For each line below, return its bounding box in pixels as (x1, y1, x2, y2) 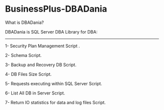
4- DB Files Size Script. (5, 71, 52, 77)
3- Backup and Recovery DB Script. (5, 62, 77, 68)
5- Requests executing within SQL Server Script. (5, 80, 102, 86)
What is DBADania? (5, 19, 44, 25)
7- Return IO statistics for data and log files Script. (5, 99, 106, 105)
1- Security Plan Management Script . (5, 43, 80, 49)
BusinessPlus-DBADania (5, 3, 107, 15)
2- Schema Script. (5, 52, 42, 58)
